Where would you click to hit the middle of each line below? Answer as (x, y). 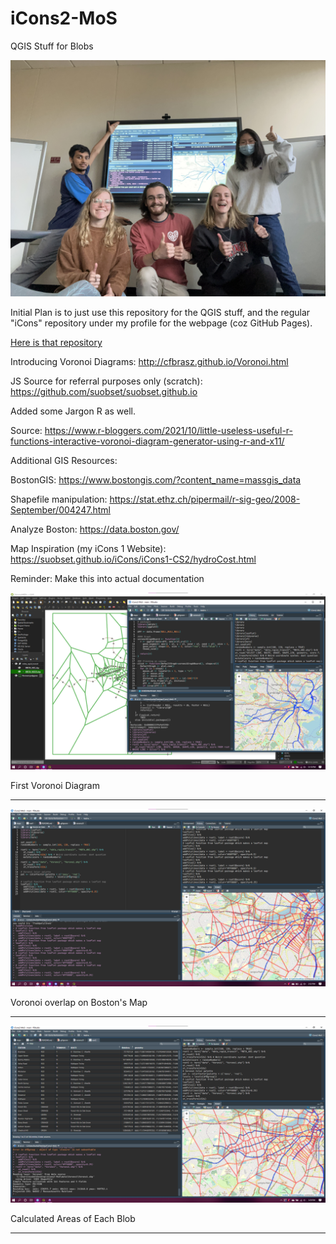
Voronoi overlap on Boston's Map (79, 1002)
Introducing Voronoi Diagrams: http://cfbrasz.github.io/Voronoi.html (149, 361)
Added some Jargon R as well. (73, 411)
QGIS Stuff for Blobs (52, 46)
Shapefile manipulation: (59, 499)
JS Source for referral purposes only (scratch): (106, 381)
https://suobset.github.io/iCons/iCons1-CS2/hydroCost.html (133, 559)
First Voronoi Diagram (55, 786)
